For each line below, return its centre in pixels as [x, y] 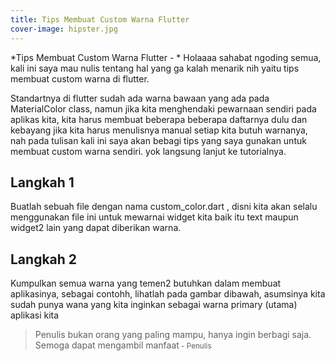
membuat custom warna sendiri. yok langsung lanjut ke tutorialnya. [148, 151]
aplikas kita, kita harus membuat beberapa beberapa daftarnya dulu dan [159, 119]
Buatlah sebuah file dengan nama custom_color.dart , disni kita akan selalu [164, 207]
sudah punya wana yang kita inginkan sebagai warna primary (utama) [154, 305]
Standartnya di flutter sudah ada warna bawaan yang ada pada [140, 98]
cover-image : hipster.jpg [64, 29]
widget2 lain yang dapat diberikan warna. [96, 228]
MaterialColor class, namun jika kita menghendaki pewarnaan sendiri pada [163, 108]
